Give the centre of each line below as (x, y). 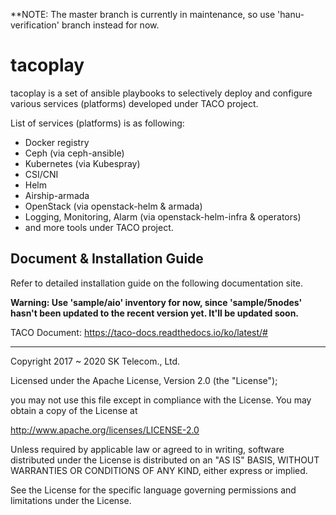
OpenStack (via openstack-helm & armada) (113, 206)
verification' (35, 25)
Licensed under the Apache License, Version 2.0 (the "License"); (144, 380)
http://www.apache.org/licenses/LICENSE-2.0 (105, 430)
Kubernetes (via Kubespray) (82, 163)
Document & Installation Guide (107, 259)
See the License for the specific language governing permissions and (153, 490)
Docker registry (57, 142)
